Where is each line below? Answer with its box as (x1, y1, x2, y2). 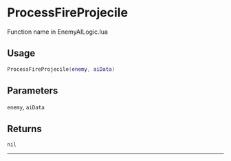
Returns (7, 122, 43, 135)
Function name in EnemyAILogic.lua (7, 28, 109, 36)
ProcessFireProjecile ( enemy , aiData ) (7, 65, 115, 73)
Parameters (7, 85, 58, 97)
